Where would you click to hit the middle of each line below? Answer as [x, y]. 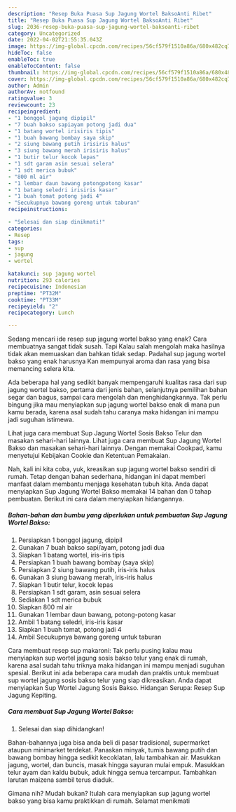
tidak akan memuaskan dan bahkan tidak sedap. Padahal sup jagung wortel [117, 354]
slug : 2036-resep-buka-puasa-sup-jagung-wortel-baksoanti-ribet [104, 27]
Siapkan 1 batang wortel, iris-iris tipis [71, 555]
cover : [18, 79]
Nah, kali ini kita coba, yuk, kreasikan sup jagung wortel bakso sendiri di [112, 469]
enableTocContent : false [44, 66]
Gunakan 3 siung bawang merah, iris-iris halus [85, 577]
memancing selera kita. [42, 369]
